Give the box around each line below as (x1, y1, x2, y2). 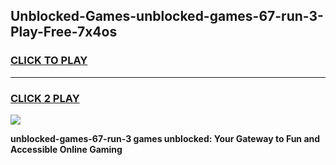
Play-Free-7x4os (10, 24, 118, 41)
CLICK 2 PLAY (10, 91, 80, 105)
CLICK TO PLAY (10, 54, 88, 68)
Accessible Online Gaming (10, 143, 123, 155)
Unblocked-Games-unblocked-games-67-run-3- (10, 8, 324, 25)
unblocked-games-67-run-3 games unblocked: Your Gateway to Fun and (10, 132, 321, 144)
